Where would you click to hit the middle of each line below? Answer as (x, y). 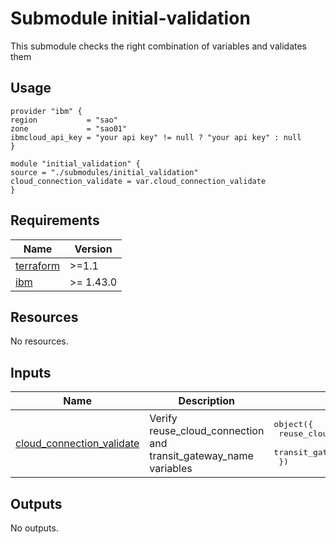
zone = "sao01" (69, 128)
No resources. (39, 341)
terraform (38, 265)
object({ (293, 424)
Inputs (31, 372)
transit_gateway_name (201, 455)
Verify (163, 418)
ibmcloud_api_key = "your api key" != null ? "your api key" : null (156, 137)
